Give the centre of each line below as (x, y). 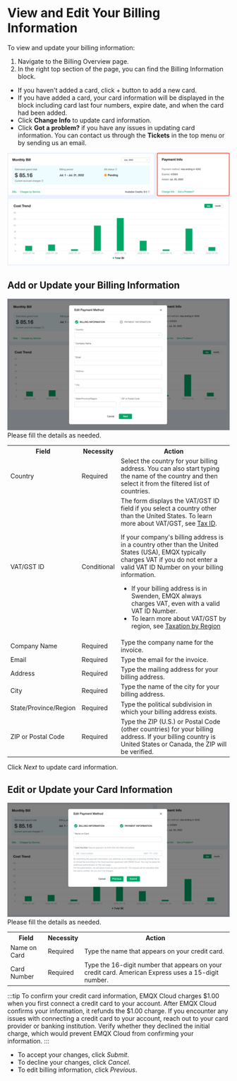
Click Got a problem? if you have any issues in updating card (106, 127)
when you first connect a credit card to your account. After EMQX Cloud (112, 1003)
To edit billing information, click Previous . (77, 1070)
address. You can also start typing (170, 469)
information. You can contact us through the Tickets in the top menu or (121, 135)
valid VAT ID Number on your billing (172, 567)
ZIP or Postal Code (37, 736)
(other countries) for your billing (167, 729)
